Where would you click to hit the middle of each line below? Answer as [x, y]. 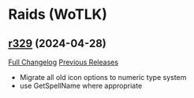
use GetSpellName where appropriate [81, 85]
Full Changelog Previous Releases [63, 62]
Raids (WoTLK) [58, 15]
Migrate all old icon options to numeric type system [103, 77]
